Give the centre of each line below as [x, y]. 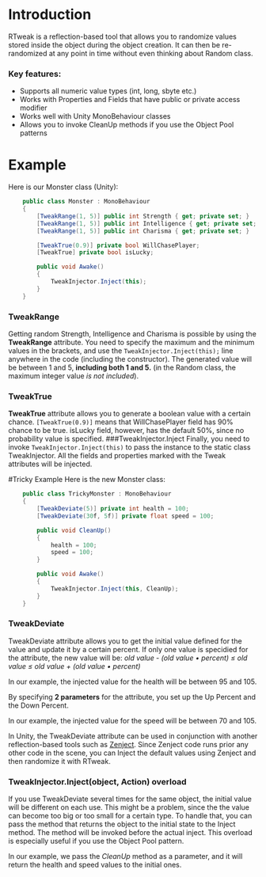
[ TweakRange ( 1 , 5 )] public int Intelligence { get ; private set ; [147, 223]
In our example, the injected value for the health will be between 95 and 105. [133, 681]
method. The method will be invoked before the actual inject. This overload [130, 833]
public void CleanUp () [74, 530]
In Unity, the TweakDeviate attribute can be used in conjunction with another [133, 736]
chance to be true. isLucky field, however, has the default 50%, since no [126, 431]
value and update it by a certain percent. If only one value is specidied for [128, 649]
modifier [33, 108]
